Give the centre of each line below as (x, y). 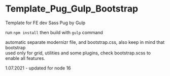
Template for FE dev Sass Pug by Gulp (45, 23)
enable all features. (25, 58)
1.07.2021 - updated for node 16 (38, 68)
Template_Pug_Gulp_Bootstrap (72, 9)
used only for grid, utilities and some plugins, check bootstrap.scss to (78, 53)
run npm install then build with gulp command (54, 32)
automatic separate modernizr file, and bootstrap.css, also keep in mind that (85, 42)
